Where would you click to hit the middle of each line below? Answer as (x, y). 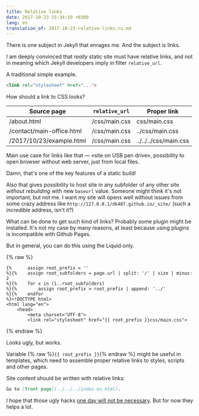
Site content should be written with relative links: (66, 379)
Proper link (163, 112)
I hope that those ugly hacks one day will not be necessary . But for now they (100, 401)
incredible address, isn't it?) (40, 210)
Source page (48, 112)
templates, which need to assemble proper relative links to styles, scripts (95, 361)
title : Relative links (34, 12)
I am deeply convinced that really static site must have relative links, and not (99, 56)
